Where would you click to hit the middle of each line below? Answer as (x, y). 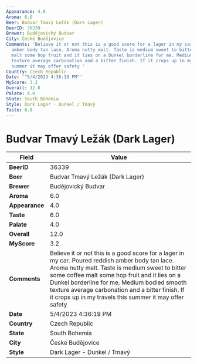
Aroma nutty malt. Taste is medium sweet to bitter (118, 268)
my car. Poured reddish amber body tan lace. (112, 261)
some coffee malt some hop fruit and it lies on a (115, 275)
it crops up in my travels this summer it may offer (117, 297)
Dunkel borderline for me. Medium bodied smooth (118, 282)
